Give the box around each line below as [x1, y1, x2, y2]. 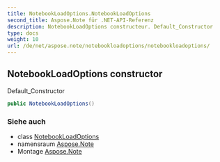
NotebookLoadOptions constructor [7, 68, 163, 80]
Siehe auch [7, 116, 47, 126]
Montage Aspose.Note [17, 147, 82, 155]
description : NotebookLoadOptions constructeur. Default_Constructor [7, 23, 214, 30]
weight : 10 [7, 36, 39, 43]
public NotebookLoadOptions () [7, 100, 95, 107]
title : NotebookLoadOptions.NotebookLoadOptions [7, 10, 151, 17]
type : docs [7, 29, 39, 37]
